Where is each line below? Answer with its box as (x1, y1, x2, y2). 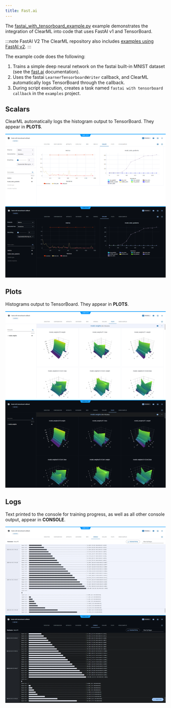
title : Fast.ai (5, 8, 38, 13)
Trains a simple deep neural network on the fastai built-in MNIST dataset (12, 63, 165, 69)
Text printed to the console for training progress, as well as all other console (5, 511, 165, 517)
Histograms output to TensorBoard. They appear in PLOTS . (5, 301, 129, 307)
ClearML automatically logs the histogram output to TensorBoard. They (5, 119, 154, 125)
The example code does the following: (5, 53, 85, 60)
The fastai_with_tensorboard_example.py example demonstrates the (5, 23, 149, 29)
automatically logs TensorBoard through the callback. (12, 79, 125, 85)
